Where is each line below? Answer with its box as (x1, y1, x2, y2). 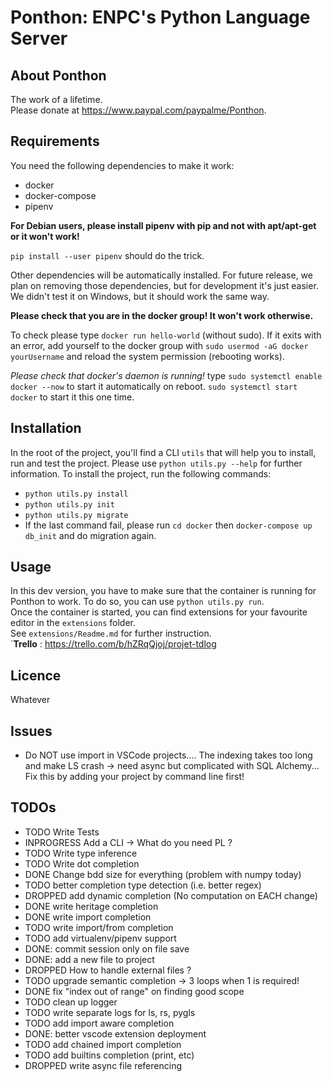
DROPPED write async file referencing (24, 1059, 182, 1071)
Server (10, 27, 68, 50)
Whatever (10, 694, 51, 706)
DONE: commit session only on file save (24, 942, 190, 955)
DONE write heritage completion (24, 900, 159, 912)
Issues (10, 722, 53, 740)
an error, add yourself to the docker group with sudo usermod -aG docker (10, 339, 309, 351)
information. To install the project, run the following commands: (10, 467, 272, 480)
